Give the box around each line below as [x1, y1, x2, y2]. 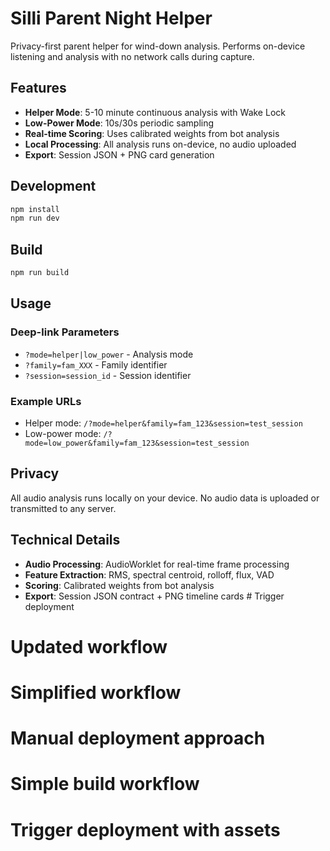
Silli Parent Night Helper [10, 7, 213, 30]
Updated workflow [10, 635, 168, 658]
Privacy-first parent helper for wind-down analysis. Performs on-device [10, 40, 306, 52]
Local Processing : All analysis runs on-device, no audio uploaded [24, 138, 297, 150]
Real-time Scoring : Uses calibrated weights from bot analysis [24, 127, 280, 139]
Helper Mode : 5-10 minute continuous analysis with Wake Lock [24, 106, 286, 118]
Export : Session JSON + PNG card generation [24, 148, 215, 161]
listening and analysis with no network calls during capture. [10, 50, 255, 62]
